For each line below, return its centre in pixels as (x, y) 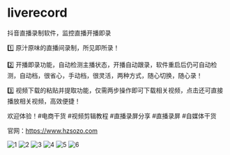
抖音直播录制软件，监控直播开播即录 (59, 33)
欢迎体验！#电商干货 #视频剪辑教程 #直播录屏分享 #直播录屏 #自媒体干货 (112, 115)
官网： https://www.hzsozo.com (53, 131)
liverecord (37, 13)
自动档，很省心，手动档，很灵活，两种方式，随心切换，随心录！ (111, 75)
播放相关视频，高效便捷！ (44, 101)
